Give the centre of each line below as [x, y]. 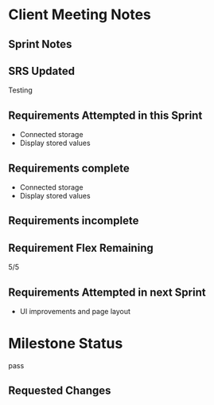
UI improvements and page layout [75, 312]
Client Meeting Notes [80, 15]
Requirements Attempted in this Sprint [105, 115]
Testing [21, 90]
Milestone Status [66, 344]
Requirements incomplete [74, 221]
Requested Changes [60, 391]
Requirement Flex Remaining [81, 248]
